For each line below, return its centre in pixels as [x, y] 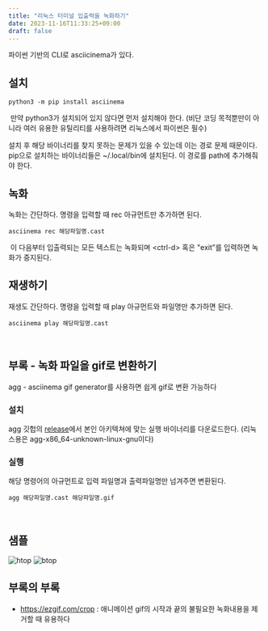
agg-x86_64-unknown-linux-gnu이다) [92, 438]
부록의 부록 [34, 588]
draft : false [30, 31]
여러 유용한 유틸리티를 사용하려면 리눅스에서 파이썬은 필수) [115, 128]
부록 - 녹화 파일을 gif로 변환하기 [83, 366]
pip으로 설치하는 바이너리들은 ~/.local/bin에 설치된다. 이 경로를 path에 [119, 155]
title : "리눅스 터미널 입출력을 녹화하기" [69, 16]
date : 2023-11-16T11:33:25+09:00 [65, 23]
